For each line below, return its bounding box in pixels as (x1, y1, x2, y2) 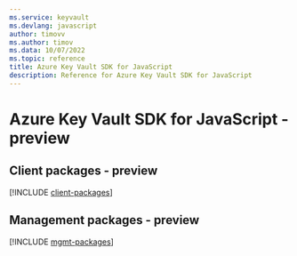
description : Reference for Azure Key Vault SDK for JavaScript (9, 71, 253, 80)
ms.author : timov (9, 37, 74, 47)
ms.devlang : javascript (9, 21, 98, 30)
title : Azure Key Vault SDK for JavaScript (9, 63, 173, 72)
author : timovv (9, 29, 66, 38)
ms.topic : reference (9, 54, 86, 63)
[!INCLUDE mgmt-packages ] (9, 236, 114, 247)
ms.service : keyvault (9, 12, 90, 22)
